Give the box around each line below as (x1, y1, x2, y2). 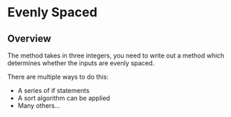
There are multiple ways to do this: (7, 72, 109, 81)
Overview (7, 33, 52, 45)
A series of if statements (17, 87, 90, 94)
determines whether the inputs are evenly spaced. (7, 59, 155, 67)
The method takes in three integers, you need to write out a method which (7, 51, 225, 60)
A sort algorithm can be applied (17, 94, 110, 102)
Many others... (17, 101, 60, 110)
